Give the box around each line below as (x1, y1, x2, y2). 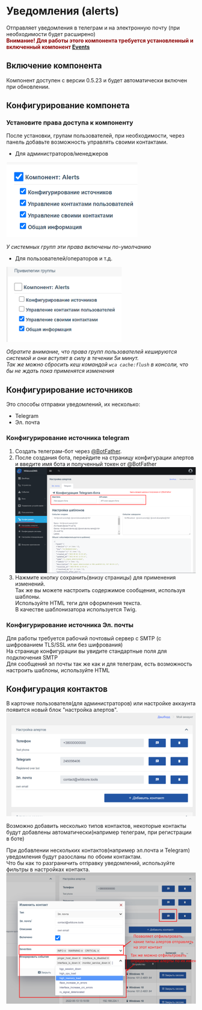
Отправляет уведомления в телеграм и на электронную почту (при (6, 24, 180, 31)
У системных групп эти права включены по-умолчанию (6, 243, 151, 251)
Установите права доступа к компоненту (6, 118, 133, 127)
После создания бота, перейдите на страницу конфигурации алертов (14, 454, 194, 461)
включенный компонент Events (6, 43, 90, 50)
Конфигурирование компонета (6, 100, 130, 111)
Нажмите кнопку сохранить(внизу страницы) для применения (14, 574, 176, 581)
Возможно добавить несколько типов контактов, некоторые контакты (6, 822, 186, 829)
